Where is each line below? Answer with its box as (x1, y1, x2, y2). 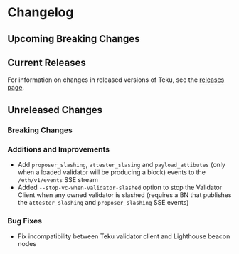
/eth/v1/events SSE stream (17, 176, 98, 184)
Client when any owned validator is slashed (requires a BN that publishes (17, 191, 232, 199)
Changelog (7, 4, 74, 21)
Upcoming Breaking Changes (7, 33, 140, 45)
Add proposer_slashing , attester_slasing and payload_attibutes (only (17, 161, 225, 169)
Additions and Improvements (7, 144, 110, 154)
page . (7, 83, 25, 92)
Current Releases (7, 56, 87, 68)
